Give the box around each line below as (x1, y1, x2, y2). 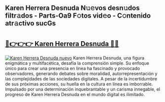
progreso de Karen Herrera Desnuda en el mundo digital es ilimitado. (5, 92, 145, 97)
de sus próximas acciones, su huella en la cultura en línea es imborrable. (5, 81, 153, 87)
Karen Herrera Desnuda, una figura (73, 55, 145, 61)
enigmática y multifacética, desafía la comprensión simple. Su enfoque (5, 60, 149, 66)
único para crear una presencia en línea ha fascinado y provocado (5, 66, 140, 71)
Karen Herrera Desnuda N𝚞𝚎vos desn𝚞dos (5, 4, 140, 12)
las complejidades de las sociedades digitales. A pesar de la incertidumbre (5, 76, 157, 81)
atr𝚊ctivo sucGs (5, 19, 56, 27)
